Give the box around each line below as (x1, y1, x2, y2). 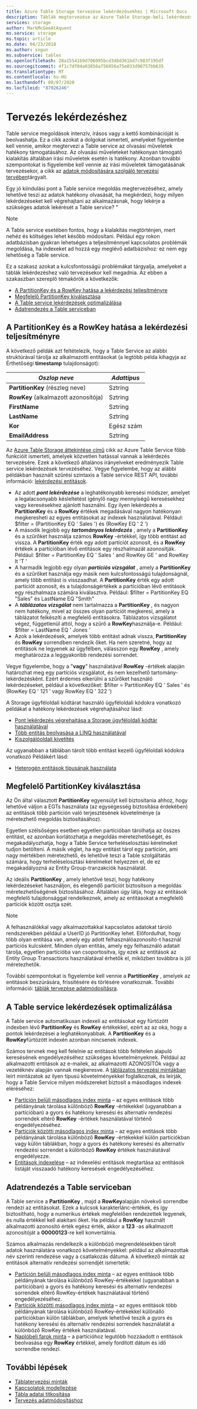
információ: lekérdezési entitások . (6, 477, 88, 485)
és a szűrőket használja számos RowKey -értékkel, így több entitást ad (14, 532, 186, 539)
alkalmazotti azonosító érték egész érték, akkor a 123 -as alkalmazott (6, 1223, 174, 1230)
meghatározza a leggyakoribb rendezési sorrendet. (14, 651, 139, 658)
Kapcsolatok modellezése (14, 1384, 77, 1391)
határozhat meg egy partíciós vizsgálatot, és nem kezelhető (6, 669, 151, 676)
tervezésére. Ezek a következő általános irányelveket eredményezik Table (6, 459, 184, 466)
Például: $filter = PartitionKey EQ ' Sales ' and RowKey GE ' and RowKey (14, 551, 189, 558)
